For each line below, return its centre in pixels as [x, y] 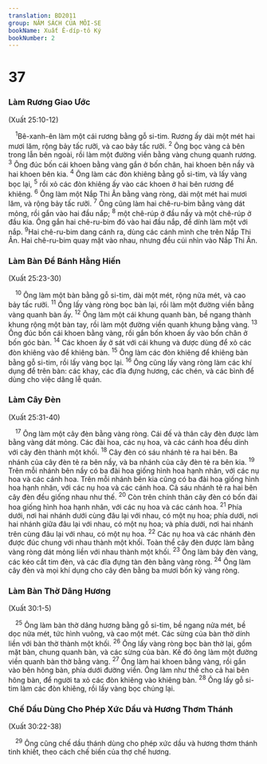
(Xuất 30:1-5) [30, 608]
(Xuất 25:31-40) [34, 417]
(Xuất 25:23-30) [35, 278]
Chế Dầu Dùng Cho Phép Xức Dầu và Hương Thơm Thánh [121, 709]
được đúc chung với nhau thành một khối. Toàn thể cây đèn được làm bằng [132, 542]
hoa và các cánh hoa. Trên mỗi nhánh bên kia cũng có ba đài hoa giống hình [134, 478]
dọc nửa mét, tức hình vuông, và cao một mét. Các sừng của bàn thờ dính [129, 634]
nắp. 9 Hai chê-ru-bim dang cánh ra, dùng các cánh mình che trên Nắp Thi [130, 230]
